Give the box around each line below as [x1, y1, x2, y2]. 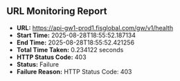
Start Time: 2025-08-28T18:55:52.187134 [16, 31, 136, 39]
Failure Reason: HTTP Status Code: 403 [16, 67, 132, 76]
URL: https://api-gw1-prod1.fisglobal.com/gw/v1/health [16, 23, 174, 32]
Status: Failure [16, 60, 60, 68]
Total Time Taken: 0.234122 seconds [16, 45, 124, 54]
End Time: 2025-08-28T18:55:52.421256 [16, 38, 135, 47]
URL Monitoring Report [6, 5, 108, 17]
